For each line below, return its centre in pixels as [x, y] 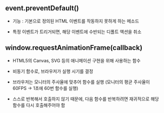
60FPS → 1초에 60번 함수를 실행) [45, 88]
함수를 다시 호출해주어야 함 [39, 105]
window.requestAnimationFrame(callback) [74, 48]
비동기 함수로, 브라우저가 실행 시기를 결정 [53, 71]
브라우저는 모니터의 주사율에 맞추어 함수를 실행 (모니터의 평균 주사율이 [81, 82]
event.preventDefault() [42, 8]
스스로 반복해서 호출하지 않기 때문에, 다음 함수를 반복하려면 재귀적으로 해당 [86, 99]
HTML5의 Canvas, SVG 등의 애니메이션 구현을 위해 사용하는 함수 [76, 60]
